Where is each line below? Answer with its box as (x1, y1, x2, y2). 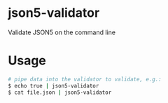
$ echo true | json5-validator (8, 82, 99, 89)
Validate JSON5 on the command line (8, 28, 116, 36)
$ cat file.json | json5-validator (8, 89, 112, 96)
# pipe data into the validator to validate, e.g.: (8, 76, 162, 83)
